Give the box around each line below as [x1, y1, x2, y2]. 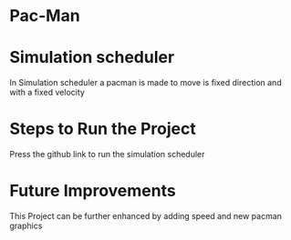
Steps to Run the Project [9, 119, 196, 139]
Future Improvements [9, 181, 176, 201]
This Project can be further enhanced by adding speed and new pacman [9, 211, 283, 221]
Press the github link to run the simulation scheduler [9, 149, 205, 160]
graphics [9, 220, 43, 231]
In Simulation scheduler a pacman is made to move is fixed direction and [9, 77, 282, 88]
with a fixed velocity [9, 87, 85, 98]
